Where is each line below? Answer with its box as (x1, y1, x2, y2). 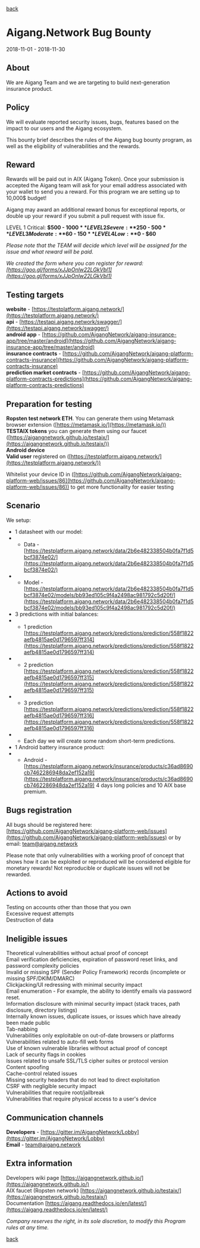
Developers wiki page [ (6, 1174, 63, 1181)
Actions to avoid (6, 888, 68, 898)
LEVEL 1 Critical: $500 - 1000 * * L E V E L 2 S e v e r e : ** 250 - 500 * (6, 224, 166, 231)
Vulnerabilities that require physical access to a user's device (6, 1095, 157, 1102)
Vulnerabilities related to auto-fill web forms (6, 1038, 114, 1046)
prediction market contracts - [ (6, 369, 85, 376)
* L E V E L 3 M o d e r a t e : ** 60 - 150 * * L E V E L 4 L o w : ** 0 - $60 (6, 230, 157, 237)
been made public (6, 1020, 51, 1027)
